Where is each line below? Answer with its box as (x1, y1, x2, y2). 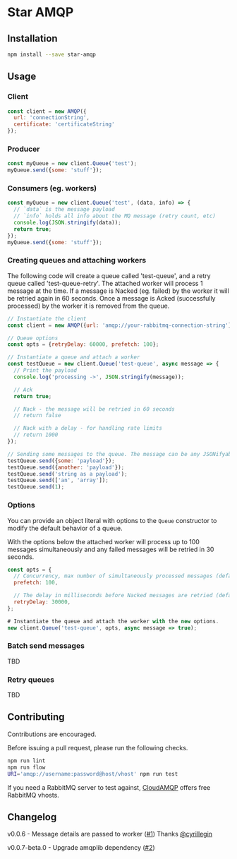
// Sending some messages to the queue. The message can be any (7, 450, 200, 457)
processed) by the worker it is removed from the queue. (7, 301, 170, 310)
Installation (7, 32, 58, 44)
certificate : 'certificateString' (13, 121, 115, 128)
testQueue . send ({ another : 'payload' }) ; (7, 464, 125, 471)
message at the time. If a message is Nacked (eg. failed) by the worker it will (7, 287, 229, 295)
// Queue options (7, 335, 59, 342)
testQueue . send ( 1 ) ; (7, 483, 65, 491)
